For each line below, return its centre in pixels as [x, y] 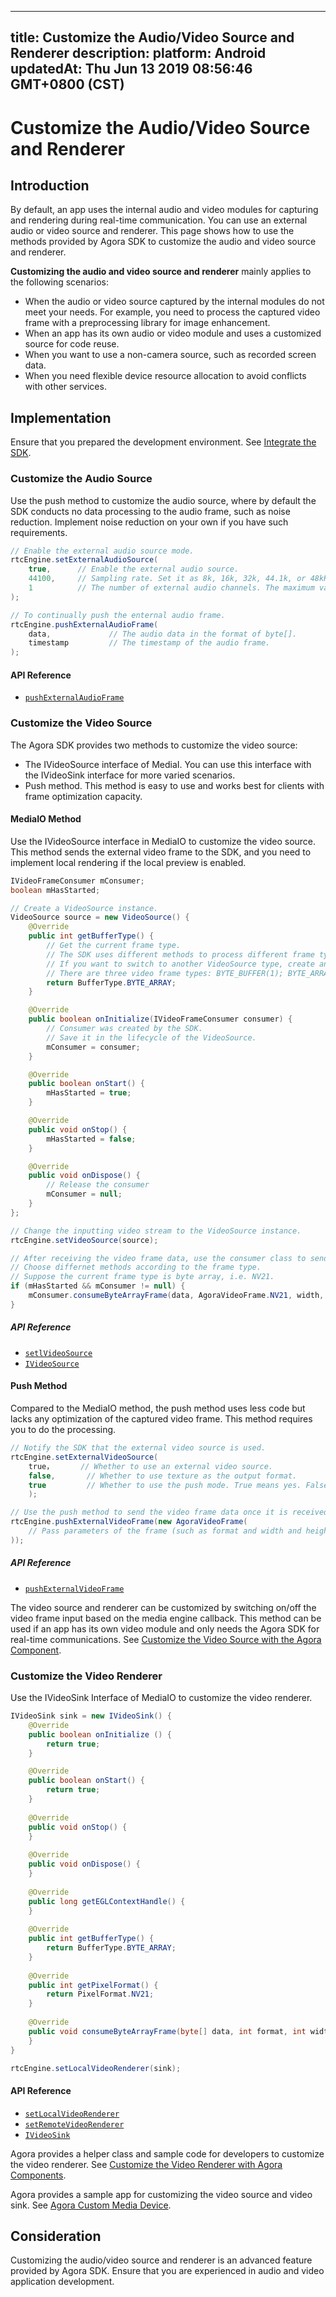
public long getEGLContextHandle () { [107, 1901]
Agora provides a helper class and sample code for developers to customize [167, 2153]
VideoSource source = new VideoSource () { [100, 917]
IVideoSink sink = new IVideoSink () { [91, 1716]
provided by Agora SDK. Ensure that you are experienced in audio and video [167, 2271]
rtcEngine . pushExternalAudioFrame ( [84, 624]
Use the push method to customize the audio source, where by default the [163, 500]
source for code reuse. [72, 344]
